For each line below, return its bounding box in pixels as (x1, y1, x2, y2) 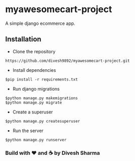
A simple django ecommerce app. (5, 20, 76, 26)
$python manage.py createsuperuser (5, 118, 80, 124)
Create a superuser (12, 109, 53, 115)
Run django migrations (12, 86, 60, 92)
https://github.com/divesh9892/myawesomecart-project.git (5, 58, 130, 63)
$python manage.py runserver (5, 137, 67, 142)
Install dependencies (12, 67, 57, 73)
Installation (5, 35, 41, 44)
